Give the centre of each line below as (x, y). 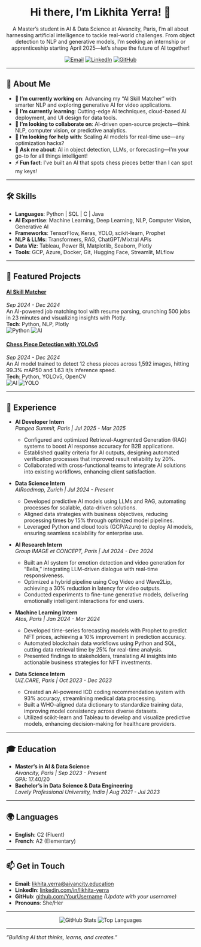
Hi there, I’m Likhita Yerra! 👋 (100, 12)
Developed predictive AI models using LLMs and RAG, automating (105, 501)
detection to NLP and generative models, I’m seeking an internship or (100, 41)
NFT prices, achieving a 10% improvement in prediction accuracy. (105, 637)
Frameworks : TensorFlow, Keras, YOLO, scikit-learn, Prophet (90, 233)
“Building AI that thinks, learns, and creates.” (62, 937)
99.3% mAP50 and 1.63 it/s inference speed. (61, 370)
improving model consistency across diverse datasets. (91, 711)
